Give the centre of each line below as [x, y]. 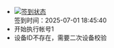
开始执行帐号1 [34, 29]
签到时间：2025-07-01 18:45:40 [60, 20]
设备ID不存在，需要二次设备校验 [60, 38]
